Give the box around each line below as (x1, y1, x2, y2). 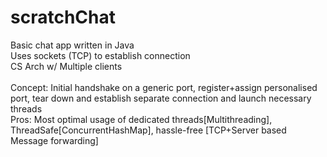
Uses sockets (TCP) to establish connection (10, 49, 191, 61)
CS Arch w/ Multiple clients (10, 60, 123, 72)
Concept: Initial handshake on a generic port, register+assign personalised (10, 81, 318, 93)
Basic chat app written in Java (10, 39, 135, 51)
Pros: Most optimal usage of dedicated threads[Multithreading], (10, 113, 273, 125)
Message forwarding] (10, 134, 99, 146)
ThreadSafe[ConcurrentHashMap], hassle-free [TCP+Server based (10, 124, 287, 136)
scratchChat (10, 6, 116, 29)
